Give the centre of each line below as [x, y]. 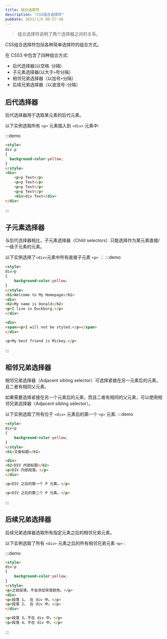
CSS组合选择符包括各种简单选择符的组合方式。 [53, 45]
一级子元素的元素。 [25, 247]
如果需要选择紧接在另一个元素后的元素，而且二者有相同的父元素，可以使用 [82, 397]
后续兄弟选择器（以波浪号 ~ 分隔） [46, 85]
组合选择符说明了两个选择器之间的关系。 [59, 34]
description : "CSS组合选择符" [35, 15]
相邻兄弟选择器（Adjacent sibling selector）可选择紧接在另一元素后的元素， [83, 380]
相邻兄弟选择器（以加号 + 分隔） [44, 79]
